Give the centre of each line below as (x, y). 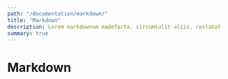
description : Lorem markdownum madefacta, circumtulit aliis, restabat (114, 27)
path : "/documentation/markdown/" (58, 14)
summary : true (28, 33)
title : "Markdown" (34, 20)
